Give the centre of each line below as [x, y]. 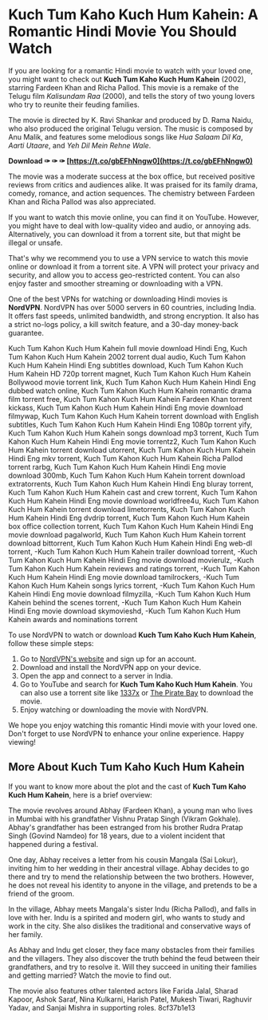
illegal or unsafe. [35, 242]
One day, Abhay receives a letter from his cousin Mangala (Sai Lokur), [123, 860]
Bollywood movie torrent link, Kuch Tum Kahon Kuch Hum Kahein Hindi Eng [132, 382]
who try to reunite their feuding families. [74, 104]
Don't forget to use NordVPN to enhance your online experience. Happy [126, 733]
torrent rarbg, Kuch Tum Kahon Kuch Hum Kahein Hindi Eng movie [117, 467]
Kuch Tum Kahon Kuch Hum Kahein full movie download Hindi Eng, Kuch [128, 348]
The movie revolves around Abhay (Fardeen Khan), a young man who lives [131, 810]
